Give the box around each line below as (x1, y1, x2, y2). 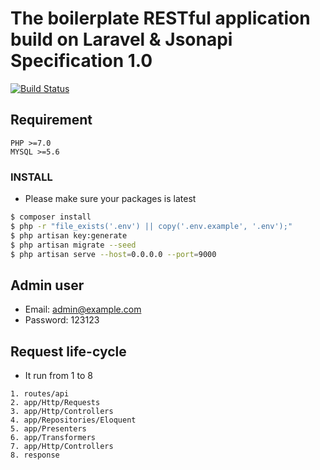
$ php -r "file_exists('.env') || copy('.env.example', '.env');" (10, 221, 293, 231)
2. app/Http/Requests (10, 398, 101, 408)
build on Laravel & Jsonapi (10, 28, 233, 51)
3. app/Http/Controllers (10, 407, 114, 417)
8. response (10, 450, 60, 461)
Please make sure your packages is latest (24, 193, 197, 205)
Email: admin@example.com (24, 303, 142, 316)
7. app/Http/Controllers (10, 442, 114, 452)
